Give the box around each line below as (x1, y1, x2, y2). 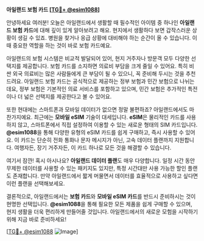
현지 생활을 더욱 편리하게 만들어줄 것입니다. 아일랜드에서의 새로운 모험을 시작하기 (6, 208, 199, 215)
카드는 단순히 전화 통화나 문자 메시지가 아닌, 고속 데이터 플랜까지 (20, 137, 174, 143)
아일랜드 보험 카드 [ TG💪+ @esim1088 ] (6, 6, 100, 13)
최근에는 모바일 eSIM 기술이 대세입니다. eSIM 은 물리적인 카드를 (33, 113, 185, 121)
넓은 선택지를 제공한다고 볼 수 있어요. (24, 93, 112, 100)
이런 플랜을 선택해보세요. (6, 180, 65, 187)
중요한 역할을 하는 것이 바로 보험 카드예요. (12, 42, 112, 49)
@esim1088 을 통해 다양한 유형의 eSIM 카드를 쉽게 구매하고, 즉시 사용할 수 (6, 129, 185, 136)
